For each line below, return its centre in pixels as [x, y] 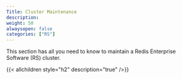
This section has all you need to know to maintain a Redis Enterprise [91, 51]
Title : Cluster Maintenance [42, 12]
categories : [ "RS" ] [31, 34]
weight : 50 [20, 23]
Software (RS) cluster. [34, 58]
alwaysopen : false [29, 29]
